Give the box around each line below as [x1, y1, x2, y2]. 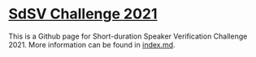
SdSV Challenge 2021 [8, 5, 158, 23]
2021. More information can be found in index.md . [8, 39, 176, 49]
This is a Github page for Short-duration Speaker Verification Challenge [8, 31, 248, 41]
